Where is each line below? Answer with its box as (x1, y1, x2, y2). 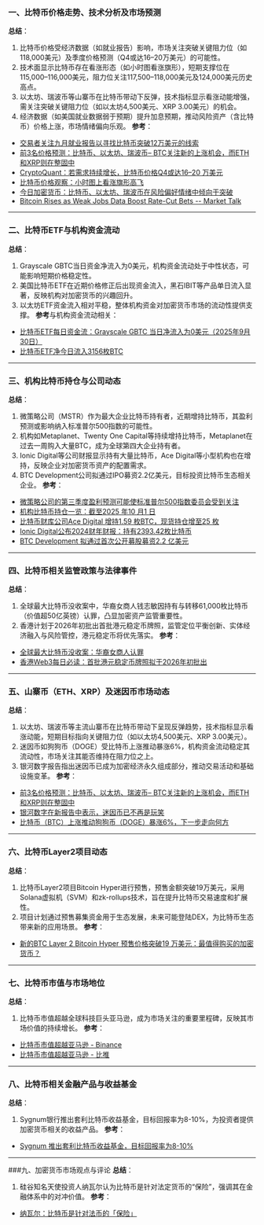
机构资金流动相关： (56, 310, 119, 319)
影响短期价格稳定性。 (26, 270, 96, 280)
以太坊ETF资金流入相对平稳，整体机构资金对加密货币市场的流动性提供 (19, 300, 246, 310)
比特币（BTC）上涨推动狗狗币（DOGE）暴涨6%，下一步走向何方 (19, 818, 229, 827)
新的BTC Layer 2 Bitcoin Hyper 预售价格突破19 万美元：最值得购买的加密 (19, 938, 254, 948)
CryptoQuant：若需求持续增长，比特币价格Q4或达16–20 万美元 (19, 167, 223, 178)
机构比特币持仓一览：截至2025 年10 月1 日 (19, 506, 156, 516)
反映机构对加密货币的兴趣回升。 (33, 290, 137, 300)
